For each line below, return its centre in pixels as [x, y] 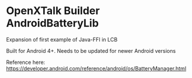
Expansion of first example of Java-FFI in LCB [62, 39]
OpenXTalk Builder [53, 11]
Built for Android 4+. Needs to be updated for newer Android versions [91, 50]
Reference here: [26, 62]
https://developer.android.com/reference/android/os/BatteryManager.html [96, 68]
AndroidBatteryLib [53, 23]
